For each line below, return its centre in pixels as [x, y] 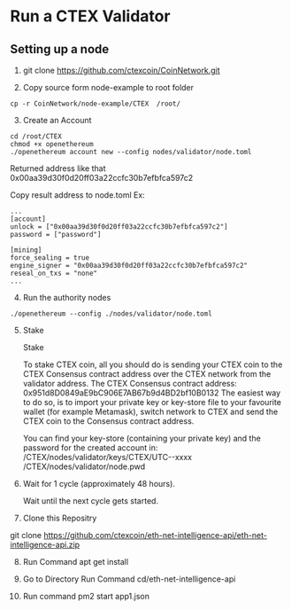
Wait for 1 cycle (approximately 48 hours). [99, 484]
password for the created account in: [90, 448]
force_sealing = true [50, 258]
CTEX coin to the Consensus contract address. [108, 421]
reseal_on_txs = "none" [54, 273]
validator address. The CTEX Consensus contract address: [130, 383]
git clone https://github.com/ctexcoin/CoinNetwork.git [121, 70]
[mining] [26, 250]
